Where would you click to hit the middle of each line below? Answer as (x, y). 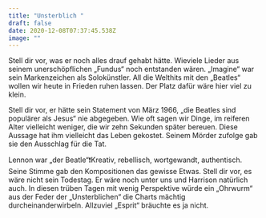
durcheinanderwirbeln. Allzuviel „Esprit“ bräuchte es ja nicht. (109, 205)
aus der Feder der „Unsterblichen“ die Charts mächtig (97, 197)
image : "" (25, 38)
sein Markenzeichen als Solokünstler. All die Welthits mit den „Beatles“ (125, 77)
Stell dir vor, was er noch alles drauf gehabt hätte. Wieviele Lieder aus (124, 61)
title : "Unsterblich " (46, 16)
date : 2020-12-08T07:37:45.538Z (62, 30)
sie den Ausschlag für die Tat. (57, 144)
